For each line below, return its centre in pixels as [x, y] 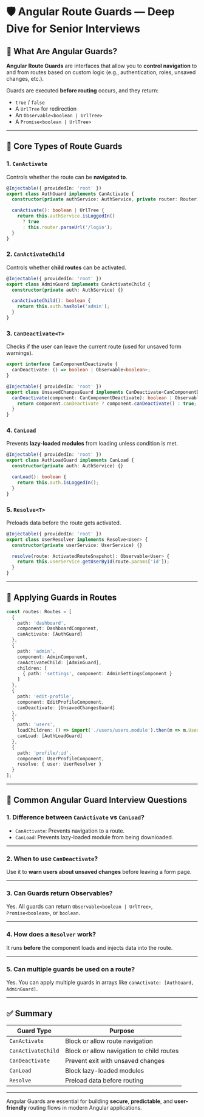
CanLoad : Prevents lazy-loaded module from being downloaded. [94, 837]
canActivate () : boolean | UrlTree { [58, 210]
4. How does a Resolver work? [51, 935]
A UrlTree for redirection [46, 109]
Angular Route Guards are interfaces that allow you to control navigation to [102, 66]
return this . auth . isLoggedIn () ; [58, 483]
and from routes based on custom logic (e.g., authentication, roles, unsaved [101, 72]
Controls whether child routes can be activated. [66, 267]
